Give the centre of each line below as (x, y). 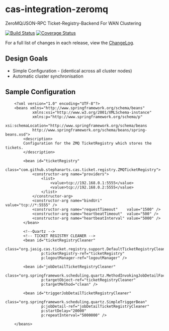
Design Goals (26, 59)
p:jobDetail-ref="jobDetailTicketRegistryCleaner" (95, 306)
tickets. (14, 148)
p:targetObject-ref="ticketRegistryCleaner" (89, 280)
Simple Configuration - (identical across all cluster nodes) (72, 71)
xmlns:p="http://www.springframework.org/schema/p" (87, 117)
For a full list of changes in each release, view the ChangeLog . (70, 43)
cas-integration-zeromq (57, 9)
